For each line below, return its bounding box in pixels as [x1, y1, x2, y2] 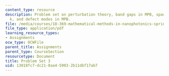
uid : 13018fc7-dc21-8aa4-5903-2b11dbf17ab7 [5, 63, 98, 68]
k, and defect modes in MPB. [10, 16, 71, 21]
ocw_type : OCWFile [5, 40, 44, 45]
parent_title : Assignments [5, 44, 62, 49]
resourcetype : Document [5, 53, 55, 59]
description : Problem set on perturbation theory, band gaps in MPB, [5, 12, 154, 17]
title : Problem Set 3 [5, 58, 51, 63]
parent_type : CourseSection [5, 49, 64, 54]
